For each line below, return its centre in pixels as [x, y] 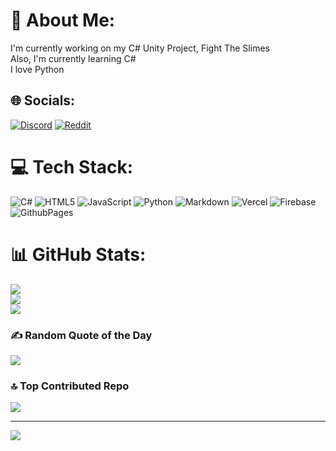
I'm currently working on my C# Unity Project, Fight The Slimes [140, 48]
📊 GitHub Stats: [78, 254]
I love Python [37, 69]
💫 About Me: [63, 20]
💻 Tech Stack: [72, 166]
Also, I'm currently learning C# [73, 58]
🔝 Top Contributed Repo [70, 386]
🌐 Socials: [43, 100]
